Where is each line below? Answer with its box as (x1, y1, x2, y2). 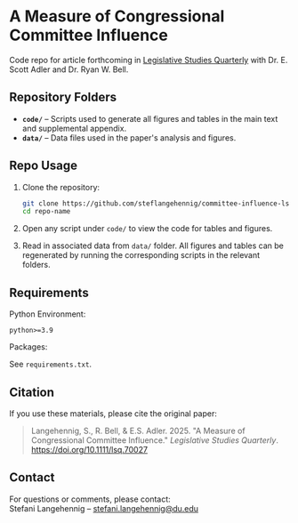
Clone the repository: (21, 181, 101, 192)
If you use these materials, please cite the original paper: (9, 407, 218, 419)
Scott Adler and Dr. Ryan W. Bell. (9, 64, 129, 75)
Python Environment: (9, 309, 86, 319)
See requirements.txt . (9, 358, 92, 370)
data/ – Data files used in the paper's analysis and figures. (21, 132, 237, 143)
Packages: (9, 342, 48, 352)
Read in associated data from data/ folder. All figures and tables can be (21, 240, 285, 251)
